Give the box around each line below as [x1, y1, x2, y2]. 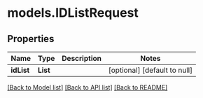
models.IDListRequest [7, 5, 139, 21]
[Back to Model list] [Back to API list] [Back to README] [7, 83, 168, 92]
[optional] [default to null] [108, 65, 193, 75]
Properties [7, 33, 55, 45]
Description [62, 54, 101, 63]
